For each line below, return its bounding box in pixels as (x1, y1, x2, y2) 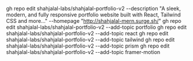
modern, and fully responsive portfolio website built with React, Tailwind (6, 11, 181, 18)
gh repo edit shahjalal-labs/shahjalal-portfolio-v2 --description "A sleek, (6, 5, 181, 12)
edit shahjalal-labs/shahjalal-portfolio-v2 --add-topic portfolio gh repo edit (6, 23, 187, 30)
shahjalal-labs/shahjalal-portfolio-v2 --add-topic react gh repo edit (6, 30, 169, 37)
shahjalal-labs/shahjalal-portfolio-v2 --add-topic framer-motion (6, 49, 161, 55)
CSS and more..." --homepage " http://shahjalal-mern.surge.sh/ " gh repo (6, 18, 181, 24)
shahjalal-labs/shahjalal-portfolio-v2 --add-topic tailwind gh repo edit (6, 36, 175, 43)
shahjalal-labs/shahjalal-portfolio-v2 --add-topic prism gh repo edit (6, 42, 169, 49)
